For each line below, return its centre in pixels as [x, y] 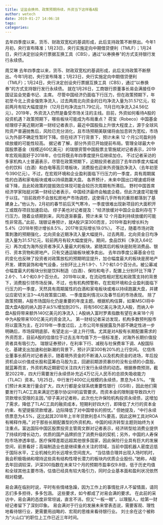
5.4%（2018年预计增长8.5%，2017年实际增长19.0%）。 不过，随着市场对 [77, 228]
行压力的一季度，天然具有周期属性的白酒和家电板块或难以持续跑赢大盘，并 [79, 289]
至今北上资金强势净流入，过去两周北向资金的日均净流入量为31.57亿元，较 [82, 101]
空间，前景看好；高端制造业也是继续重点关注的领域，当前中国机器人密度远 [79, 446]
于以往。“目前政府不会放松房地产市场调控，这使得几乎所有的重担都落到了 [78, 198]
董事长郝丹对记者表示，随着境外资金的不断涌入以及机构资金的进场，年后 [81, 356]
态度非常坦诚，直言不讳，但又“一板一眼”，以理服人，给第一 [94, 499]
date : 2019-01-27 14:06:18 [32, 18]
